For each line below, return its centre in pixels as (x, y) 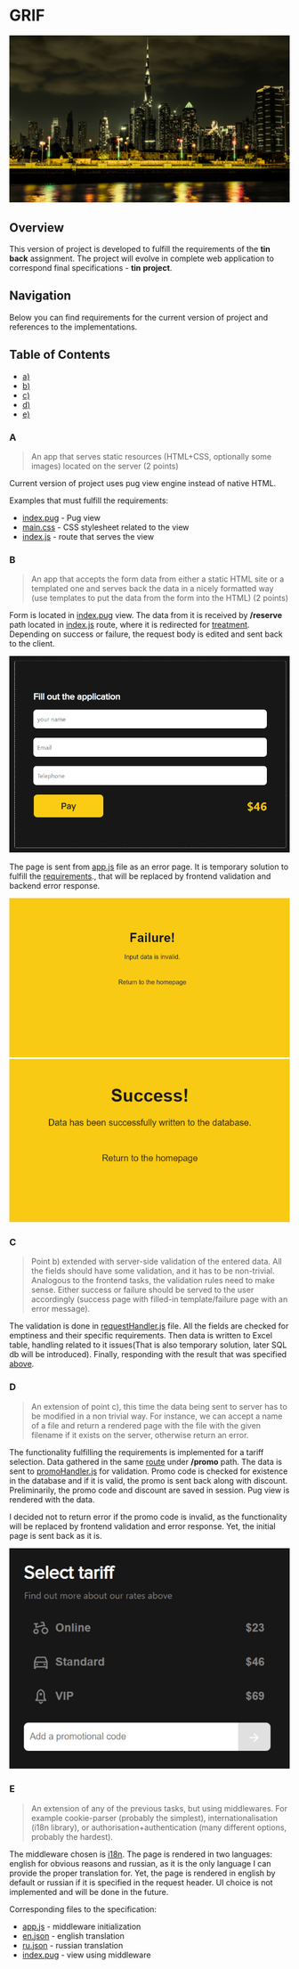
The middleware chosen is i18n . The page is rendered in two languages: (141, 1854)
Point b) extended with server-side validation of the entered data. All (156, 1262)
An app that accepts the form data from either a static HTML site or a (158, 579)
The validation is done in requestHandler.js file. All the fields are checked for (149, 1326)
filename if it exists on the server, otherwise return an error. (140, 1435)
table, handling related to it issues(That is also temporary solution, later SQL (148, 1345)
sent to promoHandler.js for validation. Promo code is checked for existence (149, 1471)
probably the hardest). (72, 1836)
